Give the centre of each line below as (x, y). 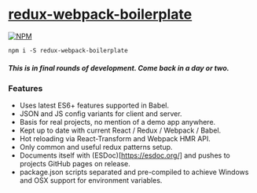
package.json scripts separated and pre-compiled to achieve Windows (134, 172)
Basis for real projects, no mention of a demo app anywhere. (117, 122)
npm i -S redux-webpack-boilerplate (68, 50)
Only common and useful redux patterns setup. (96, 147)
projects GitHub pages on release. (75, 164)
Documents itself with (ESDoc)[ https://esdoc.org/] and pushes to (125, 155)
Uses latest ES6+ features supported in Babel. (94, 106)
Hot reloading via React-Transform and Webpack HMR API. (115, 139)
